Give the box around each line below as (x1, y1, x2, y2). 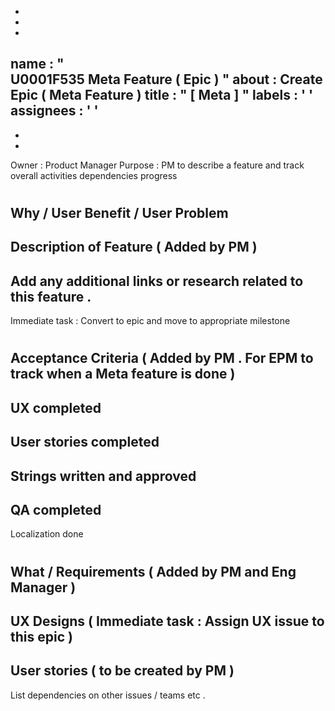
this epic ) (10, 628, 73, 645)
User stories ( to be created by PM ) (10, 662, 235, 680)
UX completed (10, 399, 102, 416)
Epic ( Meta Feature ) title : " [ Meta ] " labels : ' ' (10, 87, 314, 104)
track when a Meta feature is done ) (10, 366, 236, 383)
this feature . (10, 288, 92, 305)
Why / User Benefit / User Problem (10, 205, 229, 221)
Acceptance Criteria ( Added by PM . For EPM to (10, 350, 314, 367)
